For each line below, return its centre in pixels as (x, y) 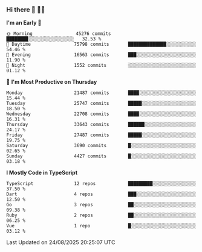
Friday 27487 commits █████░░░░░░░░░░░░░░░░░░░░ (101, 135)
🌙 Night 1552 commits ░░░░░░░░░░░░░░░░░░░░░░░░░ (101, 66)
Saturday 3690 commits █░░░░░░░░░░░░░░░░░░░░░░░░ (101, 146)
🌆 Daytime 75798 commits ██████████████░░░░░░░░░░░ (101, 45)
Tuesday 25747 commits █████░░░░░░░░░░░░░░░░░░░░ (101, 104)
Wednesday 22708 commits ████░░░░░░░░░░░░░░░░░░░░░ (101, 114)
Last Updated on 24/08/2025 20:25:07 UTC (61, 242)
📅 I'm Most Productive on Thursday (52, 82)
